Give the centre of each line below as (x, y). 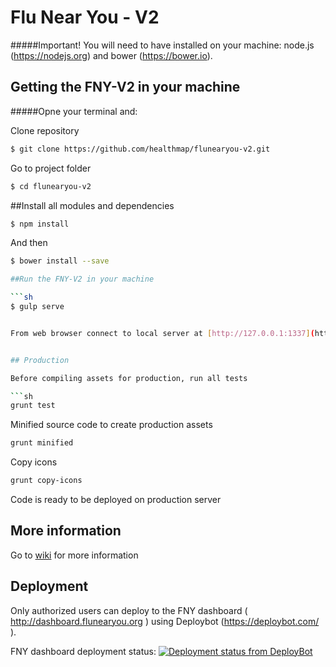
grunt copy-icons (46, 481)
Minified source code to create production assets (111, 425)
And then (29, 243)
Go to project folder (51, 168)
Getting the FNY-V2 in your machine (125, 87)
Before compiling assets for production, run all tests (129, 378)
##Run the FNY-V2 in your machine (82, 279)
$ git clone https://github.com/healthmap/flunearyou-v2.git (140, 149)
